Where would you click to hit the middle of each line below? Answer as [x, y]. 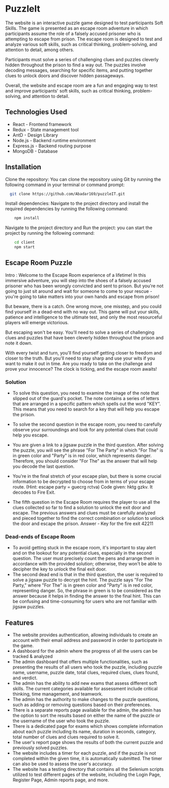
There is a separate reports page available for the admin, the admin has [87, 710]
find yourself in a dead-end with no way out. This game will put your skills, [82, 312]
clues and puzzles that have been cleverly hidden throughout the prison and [84, 337]
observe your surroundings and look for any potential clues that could [85, 430]
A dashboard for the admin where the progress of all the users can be [85, 651]
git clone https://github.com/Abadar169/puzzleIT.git [67, 194]
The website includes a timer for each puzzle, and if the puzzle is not [84, 753]
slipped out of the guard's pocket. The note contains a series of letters [86, 399]
